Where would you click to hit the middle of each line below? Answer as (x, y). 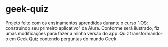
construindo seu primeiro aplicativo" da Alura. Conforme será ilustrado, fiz (82, 28)
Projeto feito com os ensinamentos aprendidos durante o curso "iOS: (77, 23)
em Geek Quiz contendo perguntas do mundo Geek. (63, 39)
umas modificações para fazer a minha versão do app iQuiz (67, 33)
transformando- (146, 33)
